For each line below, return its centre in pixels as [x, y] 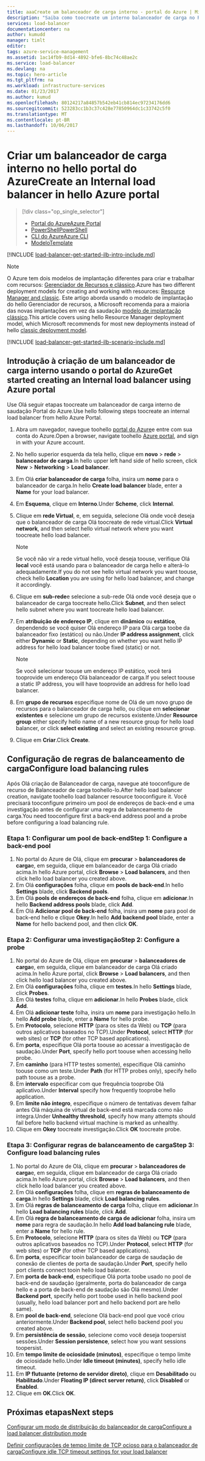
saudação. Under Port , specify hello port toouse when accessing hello [103, 1051]
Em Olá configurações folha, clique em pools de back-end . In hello [100, 885]
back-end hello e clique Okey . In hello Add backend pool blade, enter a [105, 917]
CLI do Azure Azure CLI [60, 236]
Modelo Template [52, 243]
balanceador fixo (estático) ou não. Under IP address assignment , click [105, 634]
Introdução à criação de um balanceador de [91, 361]
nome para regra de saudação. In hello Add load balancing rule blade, [103, 1224]
